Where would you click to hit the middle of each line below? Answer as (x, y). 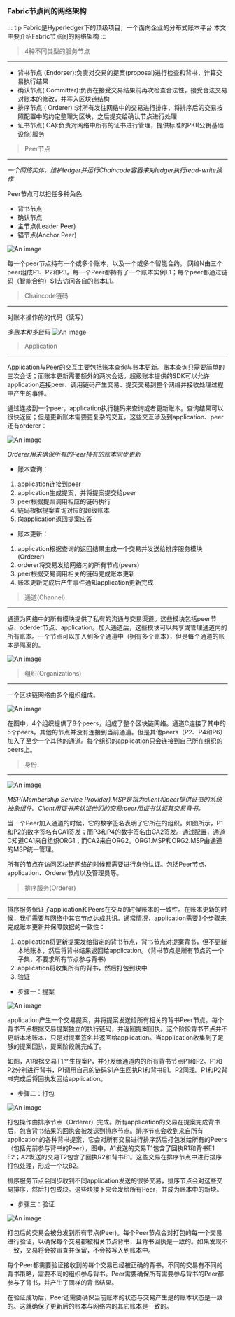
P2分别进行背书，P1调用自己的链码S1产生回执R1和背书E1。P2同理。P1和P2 (114, 1070)
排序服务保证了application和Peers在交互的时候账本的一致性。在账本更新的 (114, 910)
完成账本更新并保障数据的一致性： (56, 927)
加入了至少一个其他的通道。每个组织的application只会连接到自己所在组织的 (115, 741)
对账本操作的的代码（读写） (47, 317)
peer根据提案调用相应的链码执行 (64, 501)
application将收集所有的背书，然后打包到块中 (83, 968)
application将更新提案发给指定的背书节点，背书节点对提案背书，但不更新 (122, 942)
